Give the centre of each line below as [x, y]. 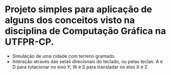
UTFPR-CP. [30, 42]
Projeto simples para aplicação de [79, 9]
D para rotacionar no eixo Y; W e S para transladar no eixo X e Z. [81, 67]
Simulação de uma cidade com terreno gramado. [64, 56]
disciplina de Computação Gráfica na [85, 31]
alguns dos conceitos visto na [70, 20]
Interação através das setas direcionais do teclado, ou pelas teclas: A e [87, 61]
